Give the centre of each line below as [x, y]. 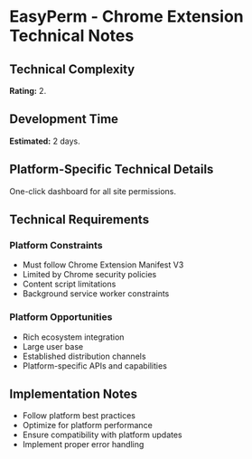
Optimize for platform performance [88, 426]
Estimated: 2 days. [45, 141]
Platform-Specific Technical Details [112, 169]
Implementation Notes [74, 394]
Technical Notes [72, 36]
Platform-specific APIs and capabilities [94, 365]
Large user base [53, 346]
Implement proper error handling [83, 445]
